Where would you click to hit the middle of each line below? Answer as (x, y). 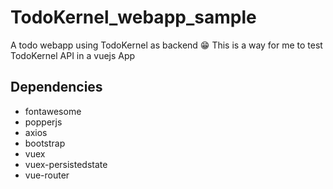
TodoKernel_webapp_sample (133, 17)
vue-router (47, 175)
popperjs (43, 122)
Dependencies (56, 87)
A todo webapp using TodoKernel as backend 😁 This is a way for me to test (166, 45)
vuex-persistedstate (66, 164)
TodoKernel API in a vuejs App (73, 55)
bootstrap (45, 143)
